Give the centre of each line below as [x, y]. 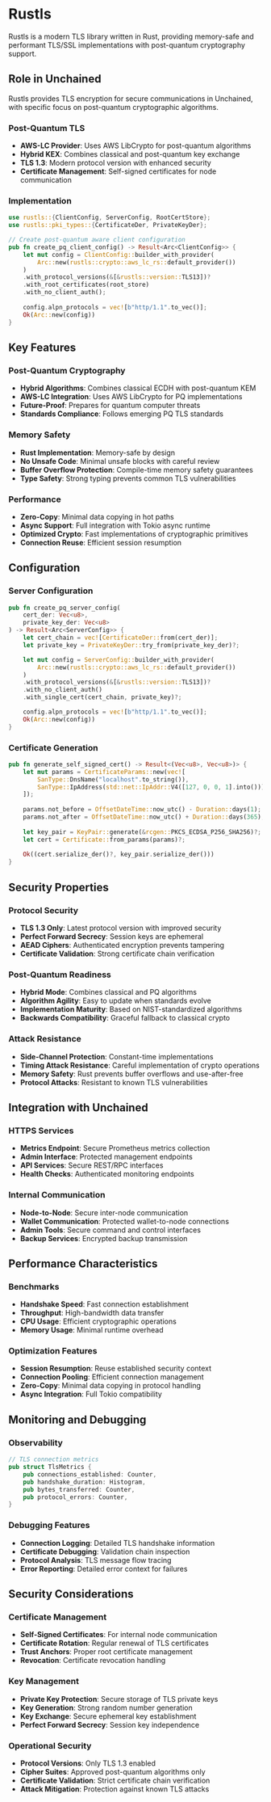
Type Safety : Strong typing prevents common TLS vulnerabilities [128, 478]
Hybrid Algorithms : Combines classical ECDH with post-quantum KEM [138, 388]
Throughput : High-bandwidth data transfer [92, 1313]
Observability [35, 1442]
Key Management [44, 1682]
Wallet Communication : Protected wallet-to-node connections [125, 1221]
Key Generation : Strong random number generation [106, 1707]
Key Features [42, 347]
